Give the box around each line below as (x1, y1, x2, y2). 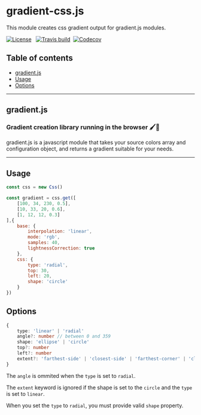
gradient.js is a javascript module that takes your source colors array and (6, 139, 186, 146)
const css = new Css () (6, 184, 63, 190)
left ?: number (17, 350, 52, 356)
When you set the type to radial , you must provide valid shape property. (6, 402, 184, 409)
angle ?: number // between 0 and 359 (17, 333, 111, 339)
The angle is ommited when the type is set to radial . (6, 372, 136, 379)
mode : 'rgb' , (28, 234, 60, 240)
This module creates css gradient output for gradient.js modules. (6, 24, 166, 31)
